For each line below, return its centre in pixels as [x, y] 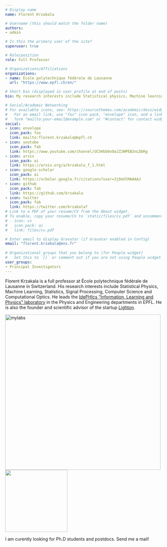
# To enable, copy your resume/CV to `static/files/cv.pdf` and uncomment [84, 216]
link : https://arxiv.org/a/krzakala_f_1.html [58, 165]
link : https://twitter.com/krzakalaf [49, 207]
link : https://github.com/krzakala [46, 193]
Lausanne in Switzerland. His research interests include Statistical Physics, [82, 286]
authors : [14, 28]
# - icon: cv [19, 221]
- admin [13, 33]
